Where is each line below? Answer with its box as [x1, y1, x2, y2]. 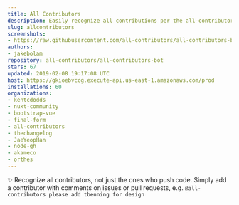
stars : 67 [7, 63, 37, 70]
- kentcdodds [7, 97, 46, 104]
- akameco [7, 149, 37, 157]
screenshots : [7, 30, 46, 38]
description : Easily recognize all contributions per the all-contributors [7, 17, 237, 24]
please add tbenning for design [48, 191, 144, 198]
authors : [7, 43, 33, 51]
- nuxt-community [7, 103, 59, 110]
